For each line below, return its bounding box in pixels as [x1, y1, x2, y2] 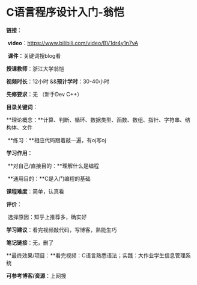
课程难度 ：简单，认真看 [6, 187, 64, 195]
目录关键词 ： [6, 103, 38, 110]
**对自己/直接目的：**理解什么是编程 [7, 162, 100, 169]
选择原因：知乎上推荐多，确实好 [7, 213, 87, 221]
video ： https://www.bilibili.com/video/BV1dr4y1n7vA [7, 39, 139, 46]
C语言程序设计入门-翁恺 [6, 5, 124, 19]
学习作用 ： [6, 149, 33, 157]
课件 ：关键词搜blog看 [7, 52, 61, 59]
